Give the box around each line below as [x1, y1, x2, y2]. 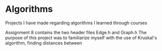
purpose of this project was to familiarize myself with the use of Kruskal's [5, 35, 157, 41]
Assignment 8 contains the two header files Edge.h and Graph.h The [5, 29, 147, 35]
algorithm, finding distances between [5, 40, 82, 46]
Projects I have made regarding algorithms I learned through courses [5, 20, 147, 26]
